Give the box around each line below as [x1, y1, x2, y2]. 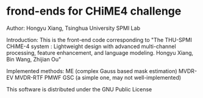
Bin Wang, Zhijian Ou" [6, 55, 62, 63]
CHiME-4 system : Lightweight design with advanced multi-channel [6, 43, 176, 50]
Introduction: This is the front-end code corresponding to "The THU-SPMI [6, 36, 192, 43]
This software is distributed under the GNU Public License [6, 85, 152, 93]
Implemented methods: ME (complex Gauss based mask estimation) [6, 67, 178, 74]
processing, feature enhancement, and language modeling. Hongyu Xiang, [6, 49, 194, 56]
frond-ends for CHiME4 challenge [6, 4, 182, 18]
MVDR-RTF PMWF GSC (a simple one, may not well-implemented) [15, 74, 182, 81]
